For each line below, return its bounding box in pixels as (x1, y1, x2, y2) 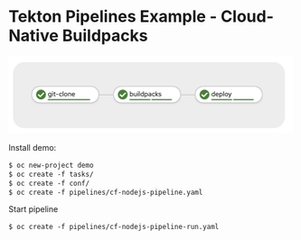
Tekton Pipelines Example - (8, 6, 218, 27)
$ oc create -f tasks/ (8, 170, 94, 179)
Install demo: (8, 142, 57, 152)
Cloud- (220, 6, 275, 27)
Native (8, 25, 60, 46)
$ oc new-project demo (8, 161, 94, 170)
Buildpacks (61, 25, 148, 46)
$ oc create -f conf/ (8, 179, 90, 188)
